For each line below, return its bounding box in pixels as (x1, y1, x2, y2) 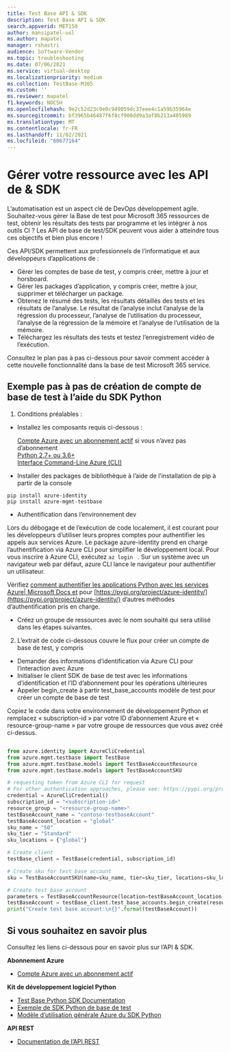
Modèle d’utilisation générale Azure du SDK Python (16, 1010, 162, 1019)
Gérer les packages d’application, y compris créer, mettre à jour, (16, 282, 199, 290)
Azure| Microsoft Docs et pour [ (7, 587, 97, 596)
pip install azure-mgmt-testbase (7, 498, 103, 505)
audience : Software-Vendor (7, 49, 84, 56)
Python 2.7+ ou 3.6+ (16, 451, 75, 459)
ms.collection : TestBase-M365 (7, 80, 94, 87)
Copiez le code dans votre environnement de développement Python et (7, 706, 209, 714)
